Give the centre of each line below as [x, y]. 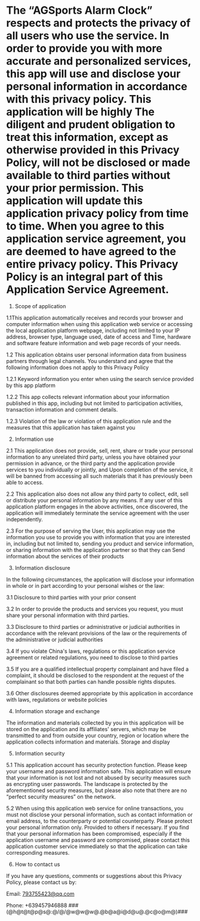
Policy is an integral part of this [84, 277]
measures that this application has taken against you [71, 427]
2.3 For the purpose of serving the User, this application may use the [91, 531]
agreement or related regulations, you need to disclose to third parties [92, 657]
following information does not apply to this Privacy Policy [78, 367]
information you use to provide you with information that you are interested [98, 537]
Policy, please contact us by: [41, 882]
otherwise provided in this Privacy [93, 150]
